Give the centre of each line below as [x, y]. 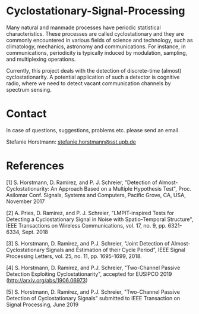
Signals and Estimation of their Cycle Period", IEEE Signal [116, 250]
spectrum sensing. [29, 89]
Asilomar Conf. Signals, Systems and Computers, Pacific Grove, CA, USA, [96, 195]
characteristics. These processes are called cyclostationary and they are [95, 33]
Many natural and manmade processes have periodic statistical [84, 27]
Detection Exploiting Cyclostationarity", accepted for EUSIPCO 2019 [89, 274]
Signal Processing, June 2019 [42, 304]
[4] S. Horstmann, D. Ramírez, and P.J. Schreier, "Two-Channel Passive [93, 268]
